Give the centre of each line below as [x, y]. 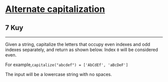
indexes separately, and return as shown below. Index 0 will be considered [82, 49]
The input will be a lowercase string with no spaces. [59, 74]
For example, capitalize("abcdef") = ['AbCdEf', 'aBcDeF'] [67, 64]
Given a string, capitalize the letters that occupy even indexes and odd [78, 44]
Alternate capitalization [55, 9]
